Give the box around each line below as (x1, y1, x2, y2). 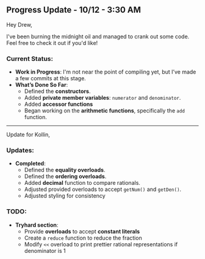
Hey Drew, (6, 21, 32, 28)
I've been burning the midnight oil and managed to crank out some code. (6, 33, 190, 40)
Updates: (6, 146, 35, 154)
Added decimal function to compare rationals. (24, 179, 140, 187)
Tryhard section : (15, 221, 59, 229)
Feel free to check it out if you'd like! (6, 39, 98, 46)
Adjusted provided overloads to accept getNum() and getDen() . (24, 185, 182, 193)
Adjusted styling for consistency (24, 192, 106, 199)
